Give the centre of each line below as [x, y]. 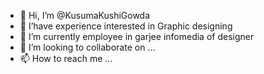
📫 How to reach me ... [66, 58]
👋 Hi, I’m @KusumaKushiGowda [85, 15]
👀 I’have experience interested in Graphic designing [126, 26]
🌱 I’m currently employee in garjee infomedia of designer [137, 36]
